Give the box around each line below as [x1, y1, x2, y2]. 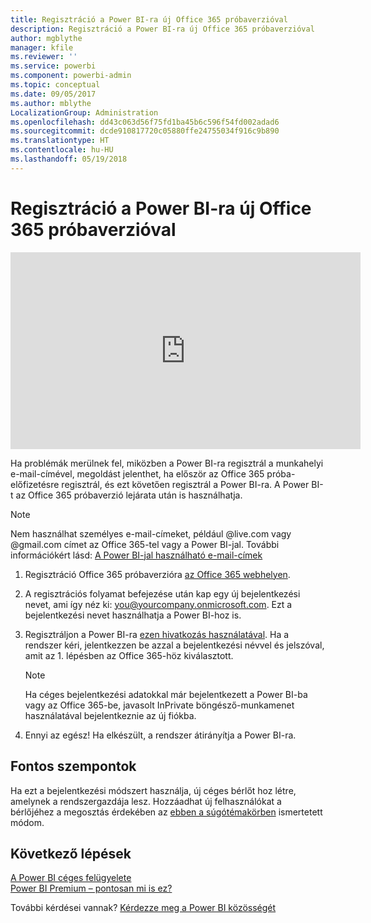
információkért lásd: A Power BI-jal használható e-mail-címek [10, 549, 263, 561]
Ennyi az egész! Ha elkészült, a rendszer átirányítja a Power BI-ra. [24, 729, 297, 741]
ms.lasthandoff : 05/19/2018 [10, 154, 128, 164]
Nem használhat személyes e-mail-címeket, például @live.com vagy [10, 527, 292, 540]
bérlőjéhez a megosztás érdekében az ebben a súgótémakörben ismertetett [10, 806, 323, 818]
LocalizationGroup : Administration [10, 107, 159, 118]
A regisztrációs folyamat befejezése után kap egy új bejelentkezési [24, 587, 301, 600]
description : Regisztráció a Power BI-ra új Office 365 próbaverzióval [10, 24, 315, 34]
